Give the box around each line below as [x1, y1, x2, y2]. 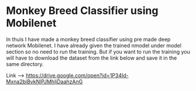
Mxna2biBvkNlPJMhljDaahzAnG [6, 78, 83, 85]
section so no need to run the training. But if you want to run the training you [6, 48, 190, 55]
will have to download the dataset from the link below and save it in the [6, 54, 177, 61]
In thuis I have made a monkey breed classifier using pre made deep [6, 36, 171, 43]
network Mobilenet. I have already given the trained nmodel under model [6, 42, 181, 49]
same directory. [6, 60, 44, 68]
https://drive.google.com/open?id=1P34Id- [25, 72, 129, 79]
